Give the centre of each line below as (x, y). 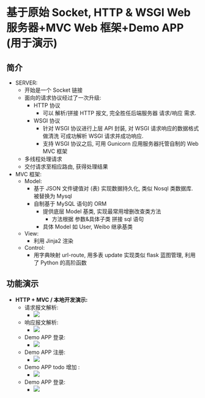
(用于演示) (32, 43)
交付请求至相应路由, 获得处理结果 (66, 167)
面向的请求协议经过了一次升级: (63, 98)
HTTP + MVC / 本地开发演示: (51, 299)
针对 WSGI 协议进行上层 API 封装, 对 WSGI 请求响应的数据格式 (121, 128)
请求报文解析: (41, 307)
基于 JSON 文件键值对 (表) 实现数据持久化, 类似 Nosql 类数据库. (113, 188)
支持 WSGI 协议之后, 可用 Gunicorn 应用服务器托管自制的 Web (121, 144)
